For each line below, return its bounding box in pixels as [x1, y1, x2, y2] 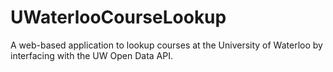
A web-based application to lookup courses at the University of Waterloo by [10, 39, 323, 51]
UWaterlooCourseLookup [10, 6, 227, 29]
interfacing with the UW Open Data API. [10, 49, 173, 61]
